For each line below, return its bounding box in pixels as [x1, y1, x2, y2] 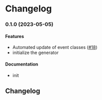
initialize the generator [12, 49, 59, 55]
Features [5, 33, 24, 39]
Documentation [5, 61, 38, 67]
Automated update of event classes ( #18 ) [12, 44, 97, 50]
